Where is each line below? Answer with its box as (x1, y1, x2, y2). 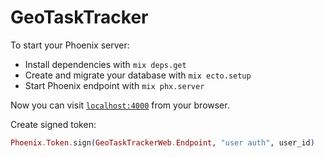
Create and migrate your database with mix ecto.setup (24, 69, 252, 81)
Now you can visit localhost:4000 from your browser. (10, 99, 230, 111)
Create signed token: (10, 118, 97, 130)
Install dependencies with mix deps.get (24, 58, 187, 70)
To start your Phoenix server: (10, 39, 130, 51)
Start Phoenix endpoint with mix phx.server (24, 79, 205, 91)
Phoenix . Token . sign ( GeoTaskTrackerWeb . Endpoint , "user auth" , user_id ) (10, 137, 315, 148)
